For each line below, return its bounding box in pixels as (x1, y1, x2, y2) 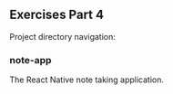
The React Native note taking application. (9, 74, 165, 85)
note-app (9, 53, 52, 66)
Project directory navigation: (9, 31, 117, 42)
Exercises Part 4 (9, 7, 105, 23)
